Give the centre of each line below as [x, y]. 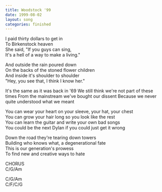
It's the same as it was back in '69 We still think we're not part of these [79, 91]
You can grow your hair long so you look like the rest [60, 117]
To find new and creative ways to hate [45, 154]
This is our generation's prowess [40, 149]
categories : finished [28, 24]
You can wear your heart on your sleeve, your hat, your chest [69, 112]
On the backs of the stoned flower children [50, 70]
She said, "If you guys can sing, [39, 49]
